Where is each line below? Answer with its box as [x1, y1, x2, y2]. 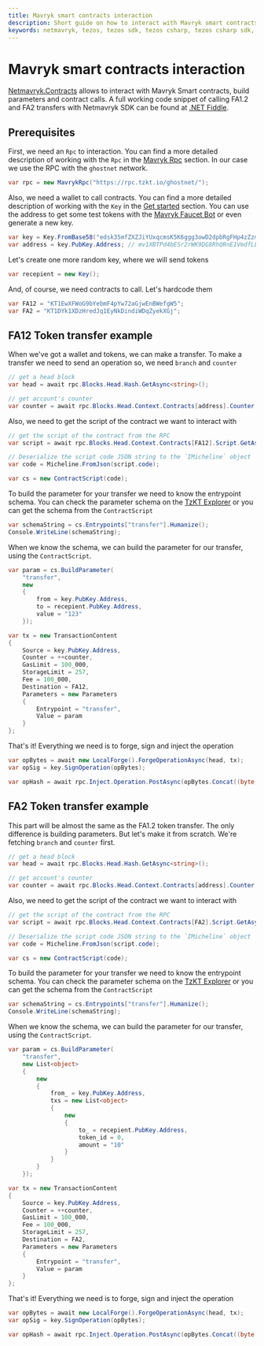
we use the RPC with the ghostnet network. [8, 163, 148, 173]
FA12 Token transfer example [8, 329, 153, 342]
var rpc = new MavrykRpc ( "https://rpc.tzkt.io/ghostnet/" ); [8, 179, 210, 187]
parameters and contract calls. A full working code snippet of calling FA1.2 [8, 95, 249, 104]
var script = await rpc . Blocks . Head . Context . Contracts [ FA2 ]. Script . [8, 918, 237, 926]
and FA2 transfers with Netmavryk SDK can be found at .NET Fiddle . [8, 103, 229, 113]
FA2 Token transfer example [8, 800, 149, 813]
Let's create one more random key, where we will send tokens [8, 255, 209, 264]
